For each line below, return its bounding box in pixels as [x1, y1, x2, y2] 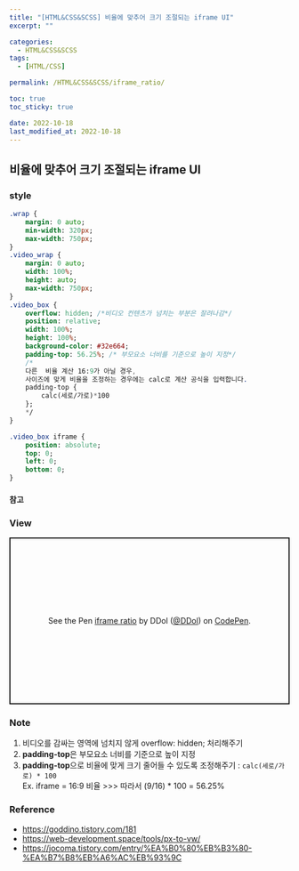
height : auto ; [25, 276, 77, 285]
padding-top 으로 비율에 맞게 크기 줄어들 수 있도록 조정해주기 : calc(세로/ [21, 760, 279, 770]
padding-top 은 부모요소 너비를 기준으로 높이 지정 [21, 749, 196, 760]
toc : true [9, 94, 46, 103]
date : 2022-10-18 [9, 118, 74, 127]
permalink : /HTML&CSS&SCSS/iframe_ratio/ [9, 78, 166, 87]
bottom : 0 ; [25, 465, 66, 474]
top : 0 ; [25, 448, 53, 458]
